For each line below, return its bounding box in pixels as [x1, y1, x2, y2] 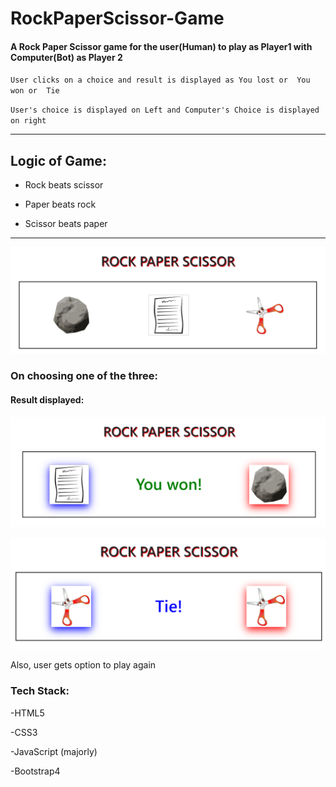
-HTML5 [10, 707, 45, 719]
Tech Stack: [10, 684, 70, 698]
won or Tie [10, 86, 60, 96]
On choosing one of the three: [10, 369, 159, 383]
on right [10, 116, 47, 126]
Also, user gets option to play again [10, 659, 157, 671]
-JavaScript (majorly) [10, 745, 98, 757]
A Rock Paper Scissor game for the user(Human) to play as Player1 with [10, 40, 313, 52]
